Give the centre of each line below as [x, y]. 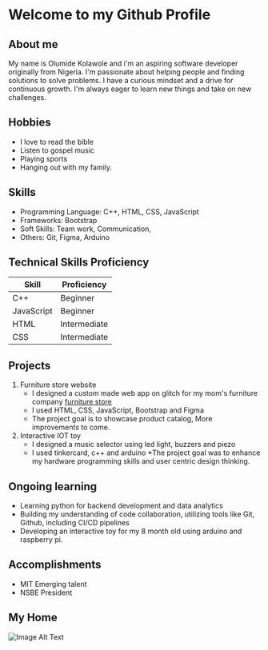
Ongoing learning [53, 487]
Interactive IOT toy [50, 436]
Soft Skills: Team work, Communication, [86, 229]
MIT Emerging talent [53, 584]
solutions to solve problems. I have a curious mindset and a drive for [121, 80]
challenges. [27, 97]
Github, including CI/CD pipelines [74, 523]
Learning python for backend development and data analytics [122, 506]
